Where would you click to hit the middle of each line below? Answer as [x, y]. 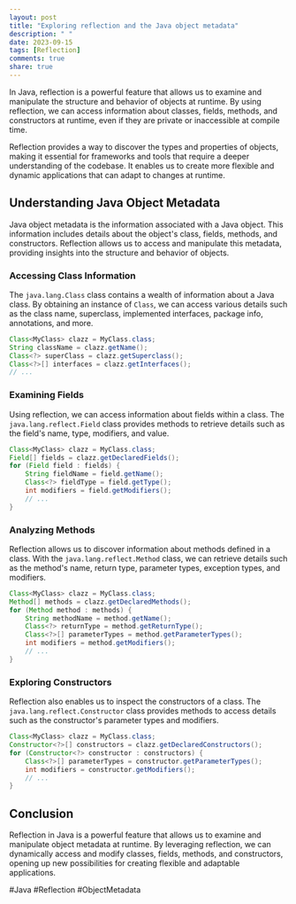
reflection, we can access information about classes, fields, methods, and [144, 111]
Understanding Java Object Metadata [115, 203]
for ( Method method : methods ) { [71, 610]
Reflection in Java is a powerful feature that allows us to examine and [136, 835]
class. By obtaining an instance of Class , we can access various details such [148, 304]
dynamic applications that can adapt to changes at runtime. [117, 175]
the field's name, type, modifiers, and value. [89, 433]
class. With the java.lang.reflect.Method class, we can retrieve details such [148, 558]
